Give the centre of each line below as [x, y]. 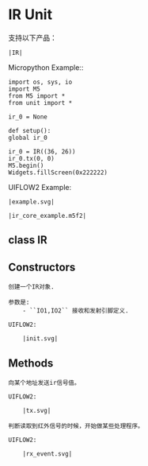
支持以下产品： [32, 37]
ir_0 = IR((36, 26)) [42, 151]
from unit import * [40, 103]
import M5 [25, 89]
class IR [28, 240]
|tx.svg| [37, 410]
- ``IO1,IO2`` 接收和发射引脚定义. [76, 311]
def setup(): [30, 130]
